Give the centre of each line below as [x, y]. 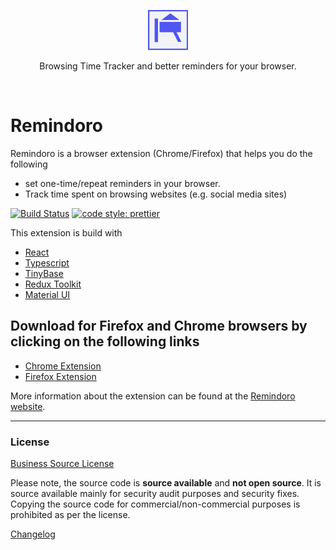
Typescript [47, 262]
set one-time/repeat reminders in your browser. [122, 183]
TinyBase [44, 273]
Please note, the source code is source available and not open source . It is [166, 483]
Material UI [47, 294]
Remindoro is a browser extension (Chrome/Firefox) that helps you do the [161, 153]
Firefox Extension [60, 376]
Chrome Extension [63, 366]
